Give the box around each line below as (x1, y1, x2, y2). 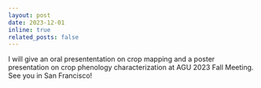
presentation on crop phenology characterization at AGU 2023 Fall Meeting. (8, 63, 254, 72)
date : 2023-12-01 (8, 19, 65, 26)
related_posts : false (8, 33, 79, 41)
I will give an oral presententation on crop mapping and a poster (8, 55, 215, 64)
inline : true (8, 26, 51, 33)
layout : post (8, 11, 51, 19)
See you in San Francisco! (8, 71, 93, 80)
